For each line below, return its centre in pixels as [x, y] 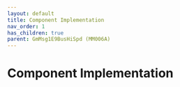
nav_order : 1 [26, 26]
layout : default [31, 13]
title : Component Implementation [56, 20]
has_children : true [36, 33]
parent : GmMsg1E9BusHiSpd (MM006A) [59, 39]
